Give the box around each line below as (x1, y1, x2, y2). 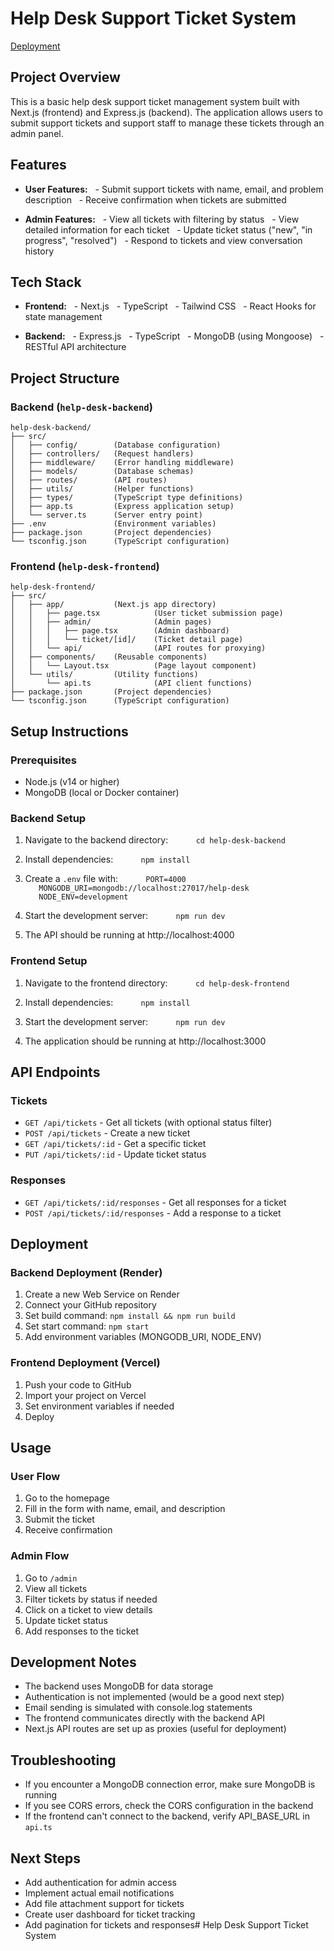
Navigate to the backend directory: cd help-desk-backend (24, 834, 286, 846)
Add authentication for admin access (24, 1877, 177, 1889)
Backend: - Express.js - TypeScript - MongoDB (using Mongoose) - (24, 330, 325, 342)
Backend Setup (10, 811, 87, 825)
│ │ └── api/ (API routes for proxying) (10, 643, 267, 654)
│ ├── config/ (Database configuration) (10, 440, 222, 451)
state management (24, 311, 103, 323)
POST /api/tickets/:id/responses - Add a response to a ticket (24, 1207, 282, 1219)
